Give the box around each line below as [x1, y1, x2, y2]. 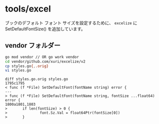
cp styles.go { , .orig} [5, 64, 49, 69]
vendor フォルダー [5, 41, 61, 50]
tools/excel [5, 3, 51, 14]
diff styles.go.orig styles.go [5, 77, 68, 82]
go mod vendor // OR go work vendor [5, 55, 79, 59]
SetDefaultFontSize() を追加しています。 [5, 26, 86, 32]
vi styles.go [5, 68, 32, 73]
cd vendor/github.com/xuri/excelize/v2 [5, 59, 86, 64]
